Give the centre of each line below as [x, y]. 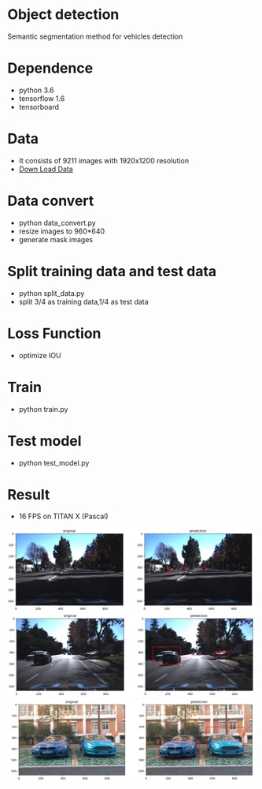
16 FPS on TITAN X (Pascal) [63, 516]
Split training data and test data [112, 271]
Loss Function [54, 333]
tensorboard [39, 107]
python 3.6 [36, 90]
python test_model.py [54, 462]
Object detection [63, 15]
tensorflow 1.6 [42, 98]
